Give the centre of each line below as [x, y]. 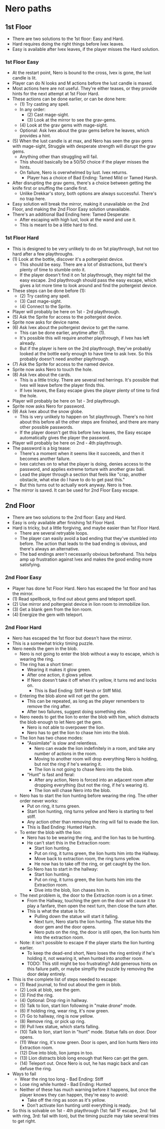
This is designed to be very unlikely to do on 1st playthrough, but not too [85, 249]
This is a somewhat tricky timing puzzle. [53, 643]
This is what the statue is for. [56, 911]
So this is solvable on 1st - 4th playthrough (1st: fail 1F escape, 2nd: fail [84, 1110]
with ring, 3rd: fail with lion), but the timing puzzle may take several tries [85, 1116]
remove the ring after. [49, 706]
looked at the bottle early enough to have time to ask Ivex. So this [86, 353]
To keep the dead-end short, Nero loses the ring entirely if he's [91, 953]
